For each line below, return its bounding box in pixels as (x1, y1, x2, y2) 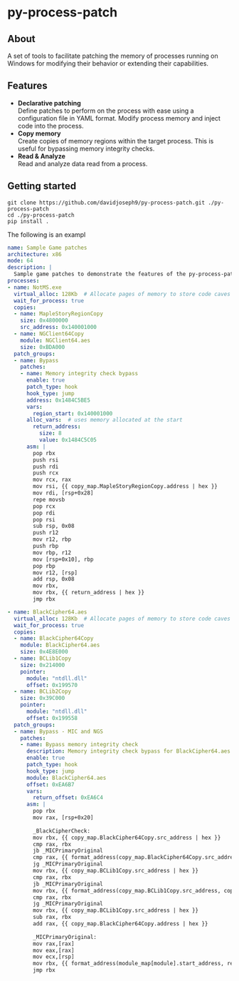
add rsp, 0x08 (33, 576, 75, 583)
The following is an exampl (7, 230, 86, 239)
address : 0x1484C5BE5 (26, 397, 91, 404)
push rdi (33, 463, 59, 470)
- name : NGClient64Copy (14, 330, 84, 337)
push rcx (33, 469, 59, 477)
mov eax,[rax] (33, 947, 75, 954)
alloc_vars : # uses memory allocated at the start (26, 417, 183, 424)
